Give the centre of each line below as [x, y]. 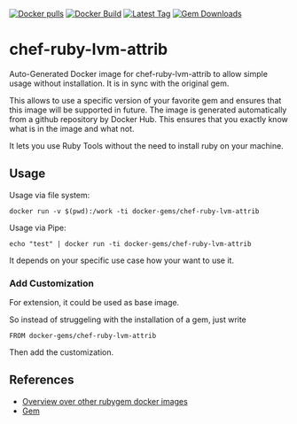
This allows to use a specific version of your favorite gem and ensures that [145, 100]
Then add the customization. [62, 352]
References [42, 380]
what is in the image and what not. [72, 128]
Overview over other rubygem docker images [105, 401]
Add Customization [52, 283]
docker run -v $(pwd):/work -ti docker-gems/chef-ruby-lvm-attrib [134, 211]
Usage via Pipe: [38, 227]
